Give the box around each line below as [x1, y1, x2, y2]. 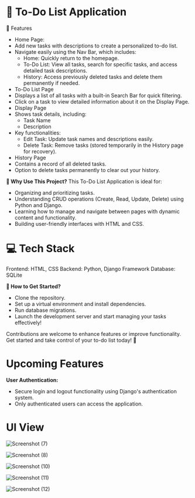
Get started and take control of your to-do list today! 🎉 [6, 336, 137, 344]
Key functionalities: [14, 129, 61, 136]
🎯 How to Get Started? [6, 283, 61, 290]
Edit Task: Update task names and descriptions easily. [23, 135, 154, 142]
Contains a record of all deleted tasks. [14, 160, 107, 167]
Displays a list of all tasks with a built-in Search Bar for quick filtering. [14, 92, 182, 99]
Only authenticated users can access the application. [14, 400, 143, 407]
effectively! [14, 319, 42, 326]
